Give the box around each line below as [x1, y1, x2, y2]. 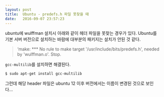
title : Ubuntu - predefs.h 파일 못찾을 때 [5, 12, 89, 17]
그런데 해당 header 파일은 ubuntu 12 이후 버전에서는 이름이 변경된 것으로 [5, 80, 145, 86]
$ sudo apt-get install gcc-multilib [5, 72, 82, 76]
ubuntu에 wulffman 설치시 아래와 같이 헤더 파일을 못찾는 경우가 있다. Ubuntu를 [5, 30, 157, 36]
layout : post [5, 7, 32, 12]
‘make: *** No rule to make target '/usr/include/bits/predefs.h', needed [17, 46, 160, 52]
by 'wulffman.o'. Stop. [17, 51, 62, 57]
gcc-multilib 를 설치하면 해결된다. [5, 62, 71, 68]
